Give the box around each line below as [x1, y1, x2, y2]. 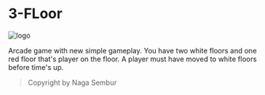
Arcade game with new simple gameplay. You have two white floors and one [8, 46, 257, 55]
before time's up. [8, 62, 64, 71]
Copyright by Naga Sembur [27, 78, 117, 87]
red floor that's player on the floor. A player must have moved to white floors [8, 54, 257, 64]
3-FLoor [8, 5, 63, 23]
